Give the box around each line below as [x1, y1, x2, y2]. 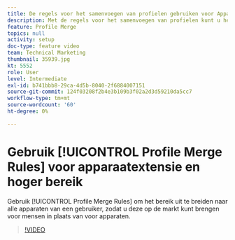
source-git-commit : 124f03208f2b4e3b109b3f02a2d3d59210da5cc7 [7, 88, 192, 95]
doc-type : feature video [7, 43, 80, 50]
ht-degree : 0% [7, 108, 49, 115]
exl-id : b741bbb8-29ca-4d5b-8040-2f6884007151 [7, 82, 145, 89]
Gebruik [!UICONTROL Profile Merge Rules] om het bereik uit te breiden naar [7, 197, 228, 205]
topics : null [7, 29, 45, 37]
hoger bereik [7, 174, 83, 190]
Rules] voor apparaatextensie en [7, 159, 201, 175]
